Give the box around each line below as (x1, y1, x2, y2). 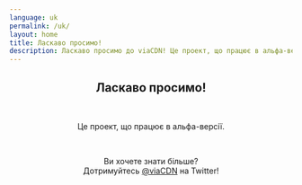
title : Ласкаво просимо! (9, 38, 102, 48)
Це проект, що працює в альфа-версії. (77, 120, 225, 131)
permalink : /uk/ (9, 22, 70, 31)
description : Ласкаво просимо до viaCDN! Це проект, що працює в (9, 47, 259, 56)
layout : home (9, 30, 58, 39)
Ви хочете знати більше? (103, 155, 199, 166)
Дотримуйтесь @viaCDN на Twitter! (83, 165, 219, 176)
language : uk (9, 13, 58, 22)
